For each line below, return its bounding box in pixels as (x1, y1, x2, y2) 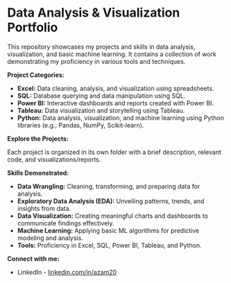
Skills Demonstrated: (7, 169, 69, 177)
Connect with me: (7, 255, 60, 263)
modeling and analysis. (17, 234, 83, 242)
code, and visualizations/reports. (7, 155, 101, 164)
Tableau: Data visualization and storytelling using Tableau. (17, 106, 185, 114)
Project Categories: (7, 71, 65, 79)
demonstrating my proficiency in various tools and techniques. (7, 57, 186, 65)
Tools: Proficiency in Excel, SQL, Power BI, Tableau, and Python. (17, 241, 203, 249)
